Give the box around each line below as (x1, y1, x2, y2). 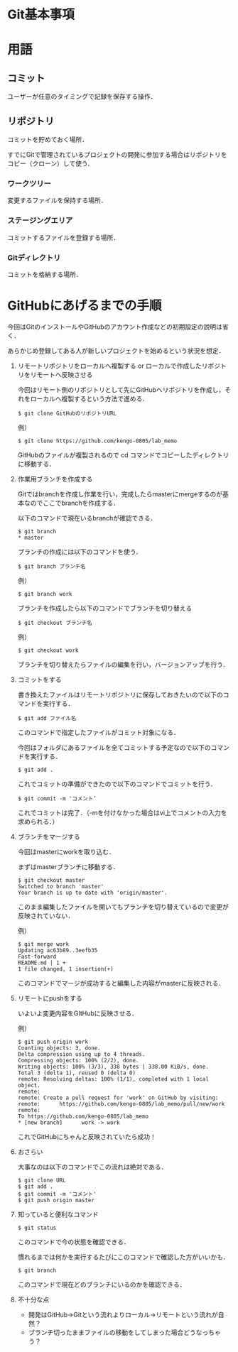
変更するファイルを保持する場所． (7, 196, 107, 205)
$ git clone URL (17, 1177, 66, 1184)
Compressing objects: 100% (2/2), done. (17, 1057, 139, 1064)
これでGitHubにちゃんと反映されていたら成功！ (17, 1132, 156, 1140)
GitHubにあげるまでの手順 (7, 298, 162, 314)
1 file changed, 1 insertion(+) (17, 965, 114, 973)
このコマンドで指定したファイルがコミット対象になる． (17, 728, 180, 736)
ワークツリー (7, 178, 52, 188)
